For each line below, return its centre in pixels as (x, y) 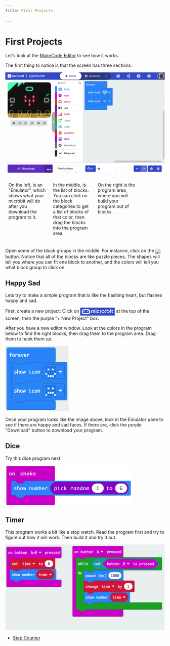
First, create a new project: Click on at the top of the (77, 311)
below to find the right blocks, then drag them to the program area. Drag (80, 333)
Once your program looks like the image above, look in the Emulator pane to (84, 419)
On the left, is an (26, 185)
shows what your (26, 196)
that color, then (69, 217)
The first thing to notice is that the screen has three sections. (69, 65)
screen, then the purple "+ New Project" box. (52, 318)
